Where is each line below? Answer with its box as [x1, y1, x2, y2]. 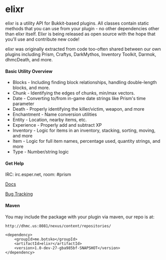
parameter [12, 101, 34, 107]
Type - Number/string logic [12, 149, 69, 155]
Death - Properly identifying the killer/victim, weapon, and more [12, 106, 145, 112]
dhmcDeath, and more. [5, 56, 53, 62]
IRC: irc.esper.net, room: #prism [5, 171, 71, 178]
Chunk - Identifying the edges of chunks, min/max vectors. [12, 90, 135, 96]
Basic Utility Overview [5, 68, 53, 74]
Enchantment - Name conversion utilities [12, 112, 97, 118]
